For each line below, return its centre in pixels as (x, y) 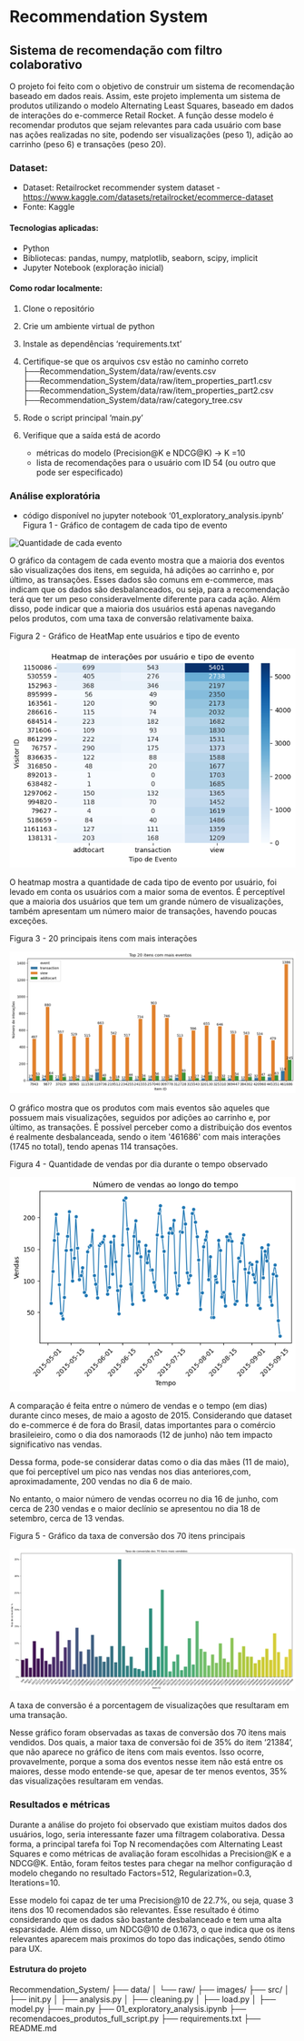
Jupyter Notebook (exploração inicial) (93, 267)
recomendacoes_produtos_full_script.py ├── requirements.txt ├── (135, 2018)
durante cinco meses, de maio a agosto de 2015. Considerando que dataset (151, 1415)
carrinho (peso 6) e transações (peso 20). (88, 144)
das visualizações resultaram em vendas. (87, 1781)
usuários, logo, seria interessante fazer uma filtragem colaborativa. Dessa (147, 1834)
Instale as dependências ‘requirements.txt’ (102, 344)
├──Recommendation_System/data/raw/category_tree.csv (132, 400)
